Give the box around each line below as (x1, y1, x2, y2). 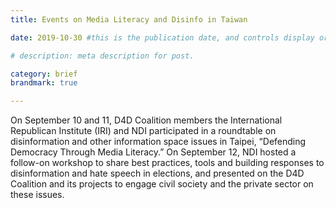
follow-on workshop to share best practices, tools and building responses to (10, 157, 325, 169)
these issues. (10, 189, 65, 201)
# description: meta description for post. (10, 51, 195, 61)
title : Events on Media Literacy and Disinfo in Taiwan (10, 14, 248, 25)
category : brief (10, 69, 78, 79)
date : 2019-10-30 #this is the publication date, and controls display (10, 32, 315, 43)
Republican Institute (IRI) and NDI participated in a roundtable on (10, 125, 277, 137)
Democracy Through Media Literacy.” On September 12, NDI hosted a (10, 146, 297, 158)
